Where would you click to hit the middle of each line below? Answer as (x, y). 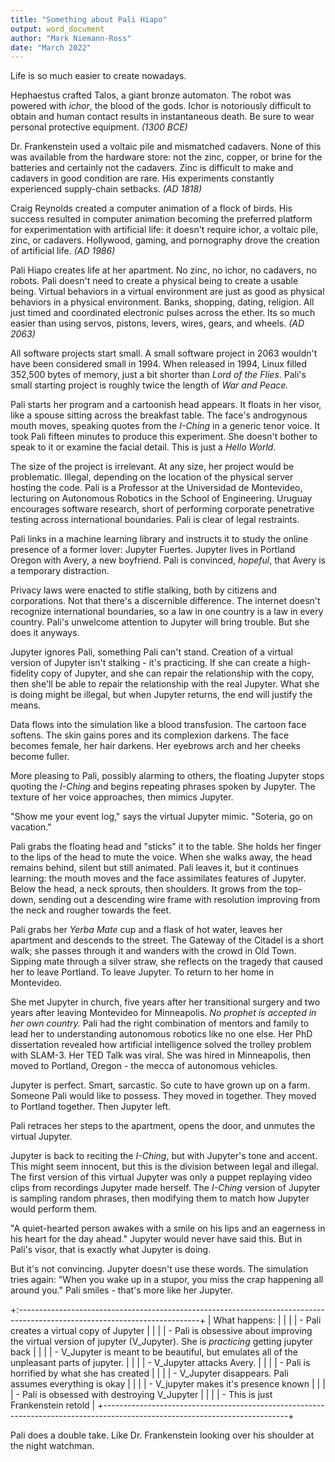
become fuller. (40, 757)
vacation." (31, 827)
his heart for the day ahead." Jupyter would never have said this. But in (156, 1239)
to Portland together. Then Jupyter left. (91, 1107)
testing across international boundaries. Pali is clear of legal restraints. (155, 520)
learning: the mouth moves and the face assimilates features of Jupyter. (158, 878)
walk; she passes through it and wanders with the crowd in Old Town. (153, 951)
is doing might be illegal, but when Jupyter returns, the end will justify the (161, 695)
